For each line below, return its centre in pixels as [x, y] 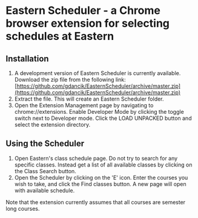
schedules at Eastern [60, 36]
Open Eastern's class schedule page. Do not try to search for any [96, 158]
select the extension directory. [52, 124]
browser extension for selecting [88, 23]
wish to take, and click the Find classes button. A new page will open [100, 184]
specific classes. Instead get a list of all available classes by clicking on [103, 165]
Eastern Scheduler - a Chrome [83, 11]
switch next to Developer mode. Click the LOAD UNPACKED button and [103, 118]
